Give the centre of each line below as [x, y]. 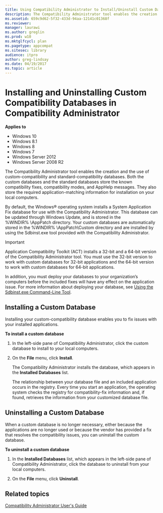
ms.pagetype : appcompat [29, 46]
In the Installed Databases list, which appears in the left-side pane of [81, 459]
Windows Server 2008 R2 [38, 162]
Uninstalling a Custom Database [55, 413]
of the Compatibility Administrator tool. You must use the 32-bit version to [79, 257]
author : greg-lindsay [27, 59]
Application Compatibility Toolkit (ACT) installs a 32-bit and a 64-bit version [81, 251]
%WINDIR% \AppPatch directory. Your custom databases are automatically [80, 222]
